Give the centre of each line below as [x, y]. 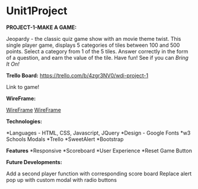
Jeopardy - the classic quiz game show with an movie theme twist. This [94, 39]
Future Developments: [34, 162]
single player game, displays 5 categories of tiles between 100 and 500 [93, 45]
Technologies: [24, 121]
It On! [13, 64]
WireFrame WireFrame [33, 110]
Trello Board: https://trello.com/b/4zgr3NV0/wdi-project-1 [77, 75]
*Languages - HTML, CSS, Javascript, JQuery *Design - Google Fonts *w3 [98, 133]
